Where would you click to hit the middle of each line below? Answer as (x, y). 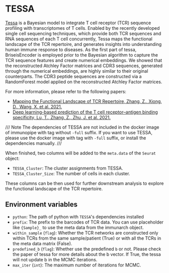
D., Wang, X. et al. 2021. (37, 106)
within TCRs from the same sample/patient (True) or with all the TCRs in (87, 238)
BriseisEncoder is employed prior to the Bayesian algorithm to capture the (82, 55)
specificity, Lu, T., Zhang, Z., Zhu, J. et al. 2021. (62, 117)
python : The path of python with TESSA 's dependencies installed (78, 216)
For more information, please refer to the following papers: (66, 91)
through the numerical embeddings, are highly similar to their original (77, 71)
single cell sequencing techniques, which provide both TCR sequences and (83, 33)
